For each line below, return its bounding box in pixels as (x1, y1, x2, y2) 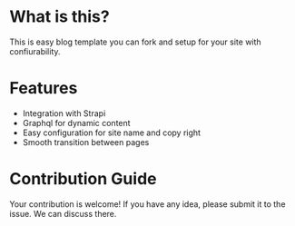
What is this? (9, 6, 111, 27)
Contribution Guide (9, 169, 157, 190)
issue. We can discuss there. (9, 208, 117, 219)
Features (9, 78, 78, 99)
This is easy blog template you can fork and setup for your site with (9, 36, 261, 47)
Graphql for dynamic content (22, 117, 131, 128)
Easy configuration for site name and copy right (22, 127, 202, 138)
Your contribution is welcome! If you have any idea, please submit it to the (9, 198, 286, 210)
